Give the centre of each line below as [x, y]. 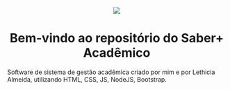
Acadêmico [117, 53]
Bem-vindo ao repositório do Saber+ [117, 38]
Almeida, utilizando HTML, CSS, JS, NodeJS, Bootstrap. [87, 79]
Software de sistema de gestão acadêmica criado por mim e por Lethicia [111, 72]
